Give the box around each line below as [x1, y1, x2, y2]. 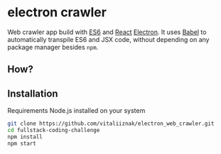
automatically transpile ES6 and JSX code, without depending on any [7, 35, 210, 43]
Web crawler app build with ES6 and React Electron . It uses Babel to [7, 28, 207, 36]
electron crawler [7, 4, 107, 21]
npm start [7, 140, 37, 147]
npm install [7, 133, 43, 141]
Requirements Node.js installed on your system [7, 106, 146, 115]
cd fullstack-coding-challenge [7, 127, 100, 134]
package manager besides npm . [7, 43, 99, 51]
